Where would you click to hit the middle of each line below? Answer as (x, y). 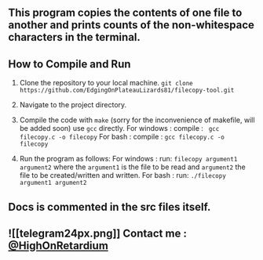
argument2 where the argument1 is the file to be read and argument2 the (132, 167)
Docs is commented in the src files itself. (110, 207)
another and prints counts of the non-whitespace (131, 25)
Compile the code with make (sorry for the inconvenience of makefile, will (137, 120)
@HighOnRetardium (58, 246)
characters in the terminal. (75, 37)
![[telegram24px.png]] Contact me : (97, 233)
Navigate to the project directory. (73, 105)
